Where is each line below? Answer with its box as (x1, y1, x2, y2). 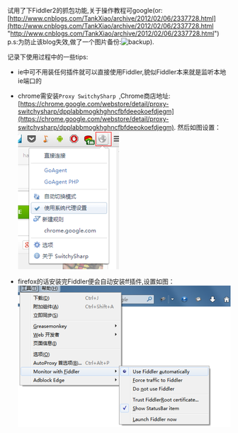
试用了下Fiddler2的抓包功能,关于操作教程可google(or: (7, 6, 163, 14)
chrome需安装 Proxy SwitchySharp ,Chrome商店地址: (17, 91, 171, 100)
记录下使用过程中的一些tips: (7, 52, 89, 61)
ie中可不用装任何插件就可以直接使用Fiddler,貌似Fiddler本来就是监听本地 (17, 68, 227, 76)
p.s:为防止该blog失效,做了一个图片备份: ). (7, 38, 154, 46)
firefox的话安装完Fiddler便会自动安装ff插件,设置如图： (17, 277, 175, 286)
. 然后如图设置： (174, 123, 222, 131)
